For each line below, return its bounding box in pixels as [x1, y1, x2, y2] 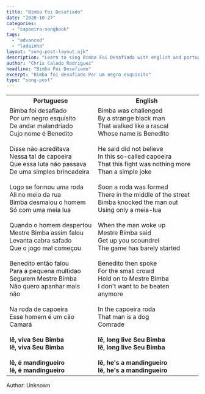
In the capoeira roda [97, 305, 156, 313]
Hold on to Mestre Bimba [97, 274, 169, 283]
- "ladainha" [12, 43, 45, 49]
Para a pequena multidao [9, 267, 81, 275]
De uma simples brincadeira [9, 167, 90, 176]
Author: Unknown [6, 382, 51, 389]
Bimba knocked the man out [97, 198, 178, 206]
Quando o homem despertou [9, 221, 92, 230]
